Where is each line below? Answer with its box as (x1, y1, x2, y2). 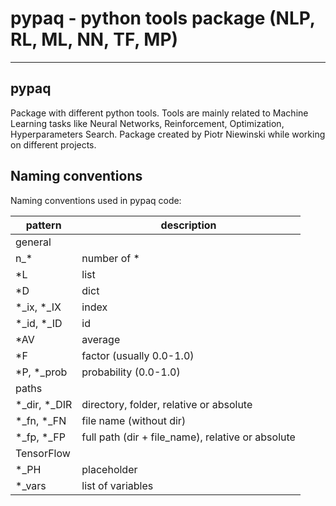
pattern (25, 218, 62, 232)
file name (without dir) (81, 413, 187, 427)
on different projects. (10, 138, 97, 151)
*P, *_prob (15, 365, 68, 379)
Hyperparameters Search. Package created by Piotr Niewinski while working (10, 128, 326, 140)
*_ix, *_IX (15, 300, 62, 314)
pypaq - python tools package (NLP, (10, 7, 316, 30)
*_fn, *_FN (15, 413, 67, 427)
